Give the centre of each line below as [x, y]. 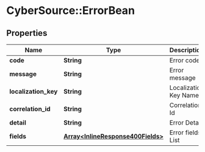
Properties [27, 33]
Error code [185, 60]
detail [18, 123]
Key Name [184, 95]
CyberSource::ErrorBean [71, 11]
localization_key [34, 92]
